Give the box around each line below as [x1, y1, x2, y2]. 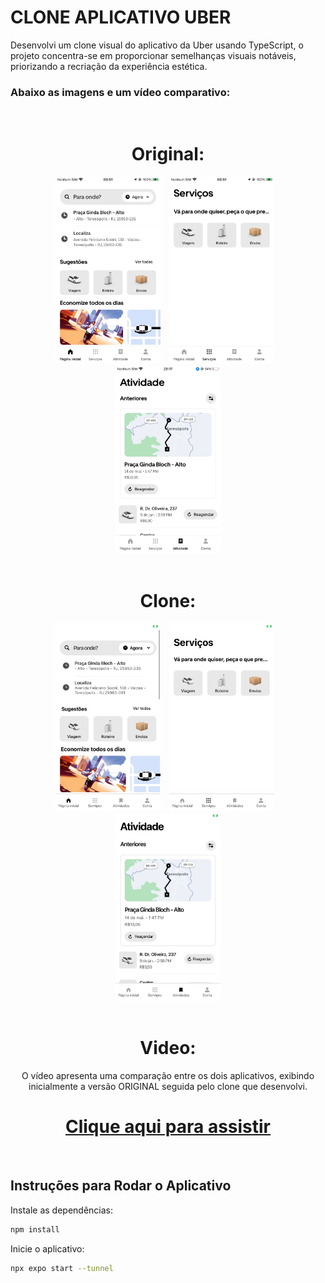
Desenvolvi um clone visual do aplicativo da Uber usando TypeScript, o [10, 39, 304, 51]
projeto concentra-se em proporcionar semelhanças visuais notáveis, [10, 49, 297, 61]
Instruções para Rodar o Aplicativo [10, 1177, 232, 1195]
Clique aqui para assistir [64, 1116, 272, 1138]
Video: [139, 1037, 197, 1060]
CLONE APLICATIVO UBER [10, 6, 232, 29]
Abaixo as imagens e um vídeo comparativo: [10, 85, 231, 99]
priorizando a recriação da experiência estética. [10, 60, 208, 72]
